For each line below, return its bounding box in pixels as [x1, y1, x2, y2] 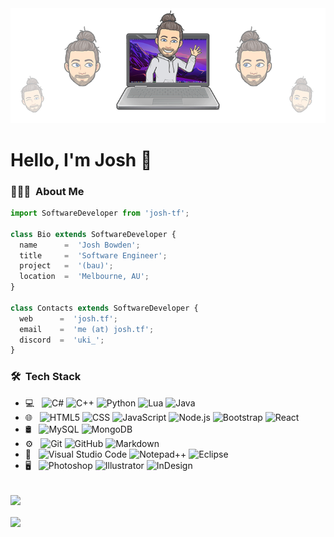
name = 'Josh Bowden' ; [19, 240, 141, 250]
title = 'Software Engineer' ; [19, 250, 168, 261]
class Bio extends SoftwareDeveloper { [10, 229, 177, 239]
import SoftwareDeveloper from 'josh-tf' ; [10, 208, 190, 219]
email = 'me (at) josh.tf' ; [19, 324, 155, 334]
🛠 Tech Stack [10, 370, 82, 384]
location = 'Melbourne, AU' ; [19, 272, 150, 282]
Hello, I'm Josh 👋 [10, 148, 153, 171]
